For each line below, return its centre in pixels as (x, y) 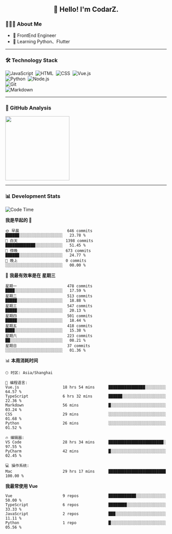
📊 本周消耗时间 (22, 360)
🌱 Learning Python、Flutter (41, 41)
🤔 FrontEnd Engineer (34, 35)
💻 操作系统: (17, 466)
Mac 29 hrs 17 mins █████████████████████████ (86, 471)
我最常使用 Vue (21, 486)
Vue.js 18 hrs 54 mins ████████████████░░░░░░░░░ (86, 387)
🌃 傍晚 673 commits (48, 251)
